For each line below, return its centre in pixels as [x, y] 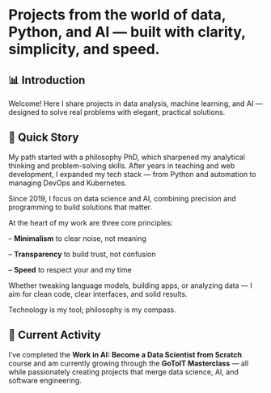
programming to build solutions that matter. [80, 207]
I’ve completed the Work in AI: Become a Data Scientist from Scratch [125, 354]
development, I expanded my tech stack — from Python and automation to [132, 174]
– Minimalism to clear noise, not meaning [78, 238]
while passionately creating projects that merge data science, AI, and [123, 372]
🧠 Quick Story [44, 138]
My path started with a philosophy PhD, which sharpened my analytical [127, 157]
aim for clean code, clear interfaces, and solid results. [98, 294]
